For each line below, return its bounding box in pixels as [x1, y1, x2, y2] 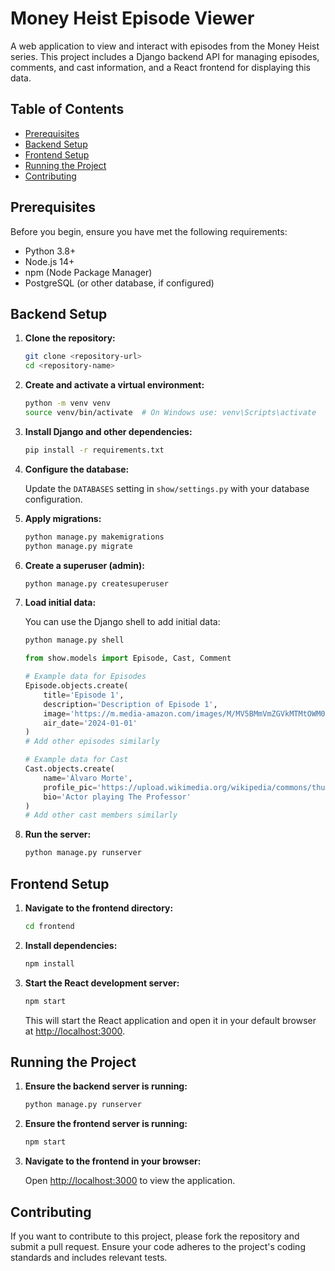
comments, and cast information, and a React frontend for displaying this [10, 61, 311, 73]
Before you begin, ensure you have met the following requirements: [10, 225, 288, 237]
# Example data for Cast [24, 755, 129, 765]
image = [43, 708, 71, 719]
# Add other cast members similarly [24, 810, 178, 821]
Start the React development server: [24, 977, 180, 989]
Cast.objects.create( [24, 764, 115, 774]
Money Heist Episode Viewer [10, 7, 255, 30]
